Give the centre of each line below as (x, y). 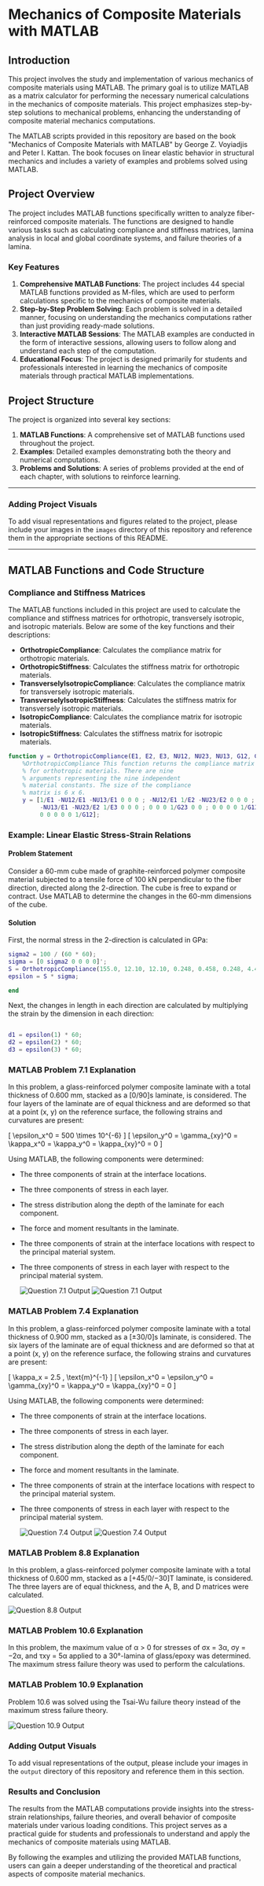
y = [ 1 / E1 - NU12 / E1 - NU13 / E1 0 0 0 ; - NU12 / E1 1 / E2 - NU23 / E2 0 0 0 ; (139, 800)
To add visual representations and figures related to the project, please (123, 521)
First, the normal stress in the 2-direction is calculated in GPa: (108, 940)
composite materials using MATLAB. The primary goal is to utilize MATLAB (128, 87)
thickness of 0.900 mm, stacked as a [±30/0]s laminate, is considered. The (130, 1336)
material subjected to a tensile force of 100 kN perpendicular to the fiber (125, 879)
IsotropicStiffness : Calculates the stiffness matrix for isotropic (121, 733)
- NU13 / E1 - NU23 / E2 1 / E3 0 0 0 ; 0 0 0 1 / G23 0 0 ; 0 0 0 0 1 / (144, 807)
